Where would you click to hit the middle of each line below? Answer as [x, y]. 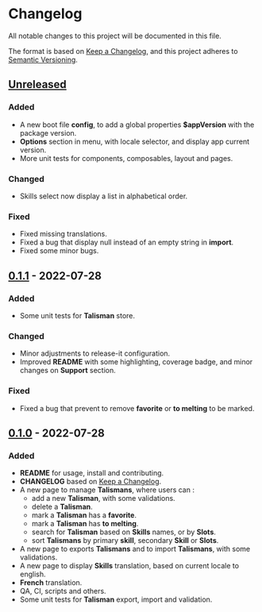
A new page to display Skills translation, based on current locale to [129, 566]
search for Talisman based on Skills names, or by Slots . [124, 532]
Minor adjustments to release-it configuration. [95, 353]
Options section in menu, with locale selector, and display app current [135, 141]
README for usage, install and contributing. [92, 473]
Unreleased [38, 85]
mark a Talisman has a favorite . [84, 515]
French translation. [51, 583]
